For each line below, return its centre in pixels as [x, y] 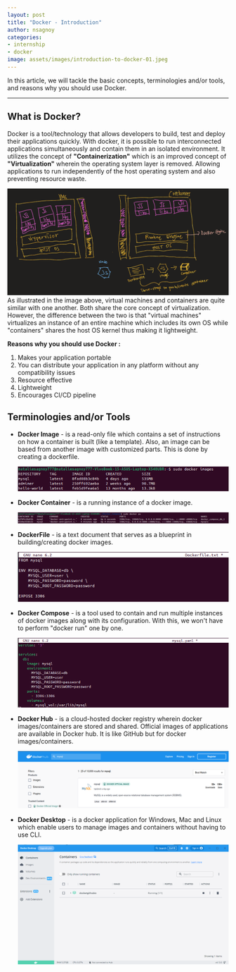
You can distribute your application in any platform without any [108, 365]
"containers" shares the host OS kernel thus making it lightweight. [103, 330]
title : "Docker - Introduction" [54, 22]
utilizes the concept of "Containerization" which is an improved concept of [117, 156]
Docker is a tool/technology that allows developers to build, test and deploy [117, 133]
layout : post [26, 15]
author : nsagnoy [31, 30]
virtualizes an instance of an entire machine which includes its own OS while [118, 322]
